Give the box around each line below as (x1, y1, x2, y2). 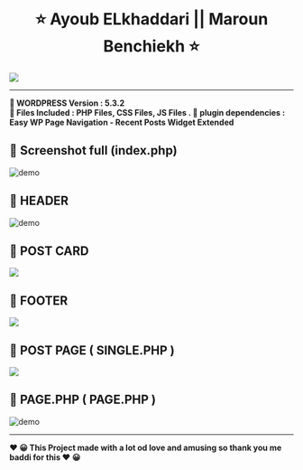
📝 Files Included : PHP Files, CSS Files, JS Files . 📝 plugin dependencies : (9, 107, 286, 117)
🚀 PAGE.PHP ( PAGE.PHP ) (9, 392, 156, 408)
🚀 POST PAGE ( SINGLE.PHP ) (9, 343, 176, 358)
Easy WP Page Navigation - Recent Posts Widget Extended (9, 117, 234, 127)
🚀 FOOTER (9, 293, 69, 308)
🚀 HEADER (9, 193, 69, 209)
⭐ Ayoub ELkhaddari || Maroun (34, 9, 269, 30)
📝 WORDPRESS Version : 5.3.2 (9, 98, 125, 108)
